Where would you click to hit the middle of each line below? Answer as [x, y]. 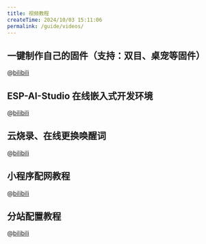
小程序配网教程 [39, 176]
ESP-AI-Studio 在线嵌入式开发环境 [80, 96]
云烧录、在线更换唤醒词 [56, 136]
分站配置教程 [34, 217]
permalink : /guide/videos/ [46, 26]
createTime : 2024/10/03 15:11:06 [55, 20]
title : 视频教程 [28, 13]
